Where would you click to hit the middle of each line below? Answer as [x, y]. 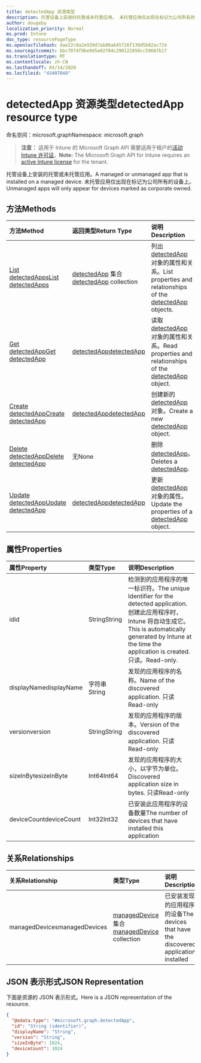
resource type [42, 118]
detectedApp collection [105, 282]
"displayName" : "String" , [44, 1032]
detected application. [158, 604]
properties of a [172, 511]
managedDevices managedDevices [58, 927]
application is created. [159, 652]
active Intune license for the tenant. [65, 162]
